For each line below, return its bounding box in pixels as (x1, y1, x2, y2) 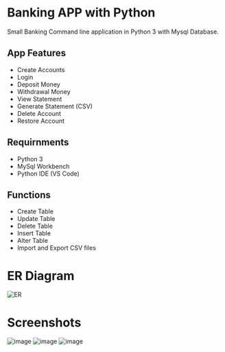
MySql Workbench (16, 162, 70, 170)
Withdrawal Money (16, 87, 71, 95)
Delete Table (16, 222, 54, 231)
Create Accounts (16, 65, 65, 73)
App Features (7, 47, 67, 59)
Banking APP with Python (7, 5, 156, 21)
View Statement (16, 95, 62, 103)
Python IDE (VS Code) (16, 169, 80, 178)
